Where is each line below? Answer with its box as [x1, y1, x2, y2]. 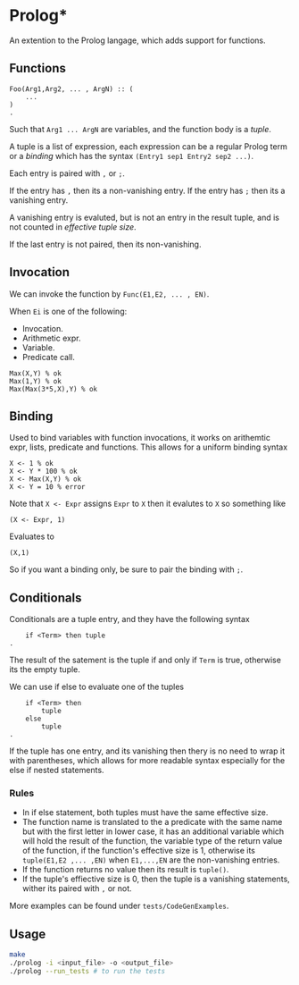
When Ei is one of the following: [9, 306, 128, 316]
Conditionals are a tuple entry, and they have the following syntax [9, 614, 250, 625]
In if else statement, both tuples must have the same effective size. [21, 807, 269, 818]
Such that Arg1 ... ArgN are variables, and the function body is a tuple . [9, 123, 272, 134]
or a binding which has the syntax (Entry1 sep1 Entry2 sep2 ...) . [9, 150, 254, 161]
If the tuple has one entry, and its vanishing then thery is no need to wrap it [9, 745, 286, 756]
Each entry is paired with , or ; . [9, 167, 125, 179]
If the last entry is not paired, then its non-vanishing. [9, 239, 202, 249]
